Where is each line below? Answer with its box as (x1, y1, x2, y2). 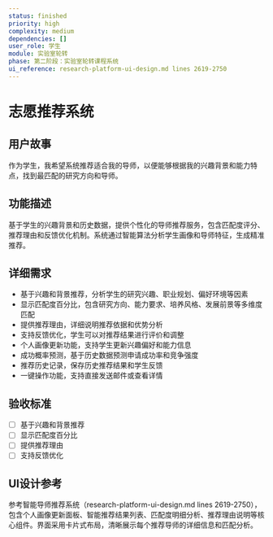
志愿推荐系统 (8, 103, 95, 120)
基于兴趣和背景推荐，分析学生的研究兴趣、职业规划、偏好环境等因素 (19, 290, 249, 299)
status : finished (8, 11, 67, 20)
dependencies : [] (8, 34, 67, 43)
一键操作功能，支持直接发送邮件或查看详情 (19, 371, 163, 381)
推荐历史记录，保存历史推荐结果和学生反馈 (19, 360, 163, 370)
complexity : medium (8, 27, 75, 35)
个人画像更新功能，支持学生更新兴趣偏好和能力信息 (19, 340, 192, 350)
